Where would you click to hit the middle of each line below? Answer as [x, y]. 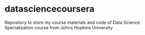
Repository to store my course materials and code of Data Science [72, 22]
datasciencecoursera [49, 9]
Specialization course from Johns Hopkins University [59, 27]
